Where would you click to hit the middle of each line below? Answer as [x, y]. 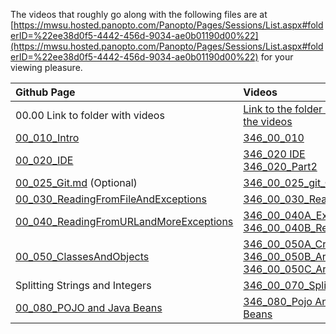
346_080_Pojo [278, 301]
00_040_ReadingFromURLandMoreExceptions [124, 221]
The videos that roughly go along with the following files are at [139, 14]
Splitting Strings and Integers [83, 285]
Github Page [45, 92]
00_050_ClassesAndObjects [82, 256]
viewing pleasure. [46, 67]
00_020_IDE [44, 160]
